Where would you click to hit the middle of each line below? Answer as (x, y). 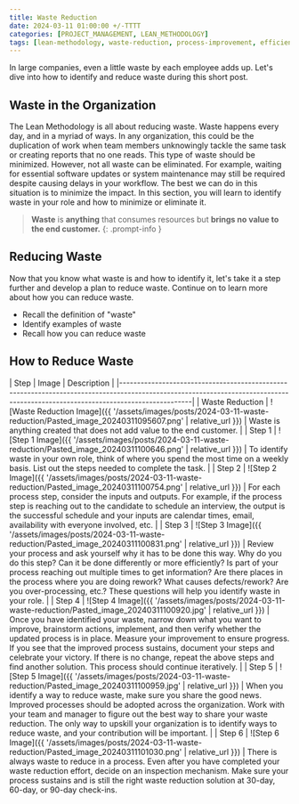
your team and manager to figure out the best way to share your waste (139, 714)
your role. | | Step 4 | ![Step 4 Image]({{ (81, 600)
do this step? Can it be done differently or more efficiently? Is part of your (144, 563)
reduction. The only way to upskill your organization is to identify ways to (143, 723)
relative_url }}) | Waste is (235, 420)
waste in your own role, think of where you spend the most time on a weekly (149, 459)
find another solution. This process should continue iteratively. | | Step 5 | (144, 666)
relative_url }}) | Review (231, 543)
